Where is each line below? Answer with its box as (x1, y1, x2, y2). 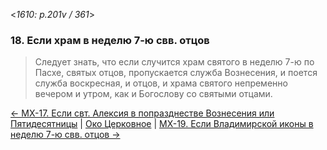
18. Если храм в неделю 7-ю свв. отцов (10, 33, 210, 47)
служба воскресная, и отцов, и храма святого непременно (34, 77, 288, 89)
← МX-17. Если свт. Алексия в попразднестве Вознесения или (10, 107, 275, 119)
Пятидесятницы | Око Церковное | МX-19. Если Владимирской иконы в (10, 118, 314, 130)
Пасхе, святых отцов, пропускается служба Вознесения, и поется (34, 67, 318, 79)
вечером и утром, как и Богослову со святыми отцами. (34, 88, 273, 100)
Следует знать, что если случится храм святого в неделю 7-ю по (34, 56, 315, 68)
